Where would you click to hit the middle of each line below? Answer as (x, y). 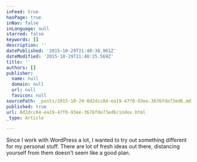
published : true (26, 106)
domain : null (28, 85)
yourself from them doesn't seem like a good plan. (68, 153)
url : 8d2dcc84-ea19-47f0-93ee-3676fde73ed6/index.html (76, 112)
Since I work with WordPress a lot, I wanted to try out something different (96, 140)
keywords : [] (22, 40)
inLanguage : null (28, 28)
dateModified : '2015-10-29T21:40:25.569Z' (60, 56)
